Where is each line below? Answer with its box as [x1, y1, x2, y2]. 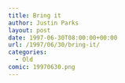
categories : [8, 48, 47, 56]
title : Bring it [8, 11, 61, 20]
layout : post [8, 26, 51, 34]
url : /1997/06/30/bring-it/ [8, 41, 101, 49]
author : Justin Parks [8, 19, 79, 27]
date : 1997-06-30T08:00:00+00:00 [8, 33, 118, 42]
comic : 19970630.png [8, 63, 76, 71]
